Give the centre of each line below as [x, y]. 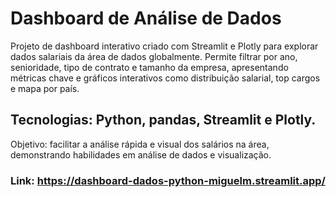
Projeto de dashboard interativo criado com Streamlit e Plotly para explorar [164, 46]
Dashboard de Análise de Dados [146, 18]
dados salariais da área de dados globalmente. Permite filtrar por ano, [154, 56]
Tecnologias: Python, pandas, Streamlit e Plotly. [163, 120]
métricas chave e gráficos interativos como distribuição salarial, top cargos [165, 78]
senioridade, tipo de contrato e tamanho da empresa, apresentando [149, 67]
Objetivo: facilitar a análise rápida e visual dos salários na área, [140, 144]
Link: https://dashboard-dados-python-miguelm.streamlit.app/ [168, 180]
